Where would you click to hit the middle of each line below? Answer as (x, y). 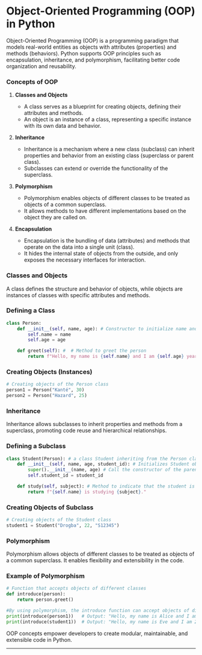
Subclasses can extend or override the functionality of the (96, 168)
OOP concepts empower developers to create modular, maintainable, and (97, 633)
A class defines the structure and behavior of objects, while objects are (95, 289)
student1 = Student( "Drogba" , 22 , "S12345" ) (63, 525)
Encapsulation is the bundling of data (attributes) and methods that (107, 241)
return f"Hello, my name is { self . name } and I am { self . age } (106, 357)
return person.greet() (45, 600)
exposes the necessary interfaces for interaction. (85, 260)
